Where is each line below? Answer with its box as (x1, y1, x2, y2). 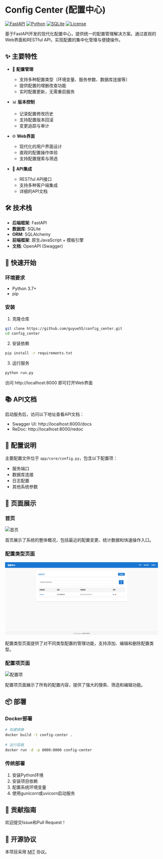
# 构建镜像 (5, 727, 24, 732)
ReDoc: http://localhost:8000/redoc (12, 426, 83, 432)
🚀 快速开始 (5, 258, 36, 267)
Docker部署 (5, 716, 33, 722)
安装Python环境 (12, 772, 44, 778)
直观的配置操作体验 (19, 149, 58, 155)
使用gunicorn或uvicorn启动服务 (12, 790, 75, 796)
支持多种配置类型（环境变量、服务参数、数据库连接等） (19, 76, 130, 82)
